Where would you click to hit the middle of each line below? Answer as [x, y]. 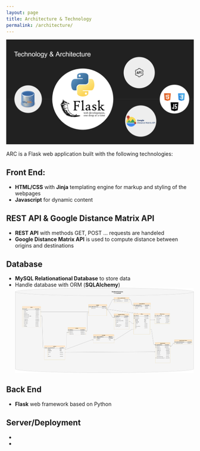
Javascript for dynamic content [54, 199]
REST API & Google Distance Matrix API [80, 219]
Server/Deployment [44, 423]
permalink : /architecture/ [40, 25]
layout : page [22, 13]
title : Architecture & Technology [49, 19]
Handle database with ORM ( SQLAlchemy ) [68, 285]
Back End [24, 390]
